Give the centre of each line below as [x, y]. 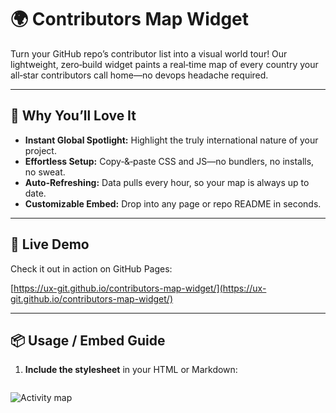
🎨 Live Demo [50, 244]
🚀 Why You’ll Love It [73, 116]
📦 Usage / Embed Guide [88, 340]
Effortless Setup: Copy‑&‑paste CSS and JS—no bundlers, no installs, [169, 161]
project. [40, 150]
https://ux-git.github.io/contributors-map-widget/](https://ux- [140, 288]
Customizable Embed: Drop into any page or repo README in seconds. [173, 203]
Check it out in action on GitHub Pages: [91, 268]
